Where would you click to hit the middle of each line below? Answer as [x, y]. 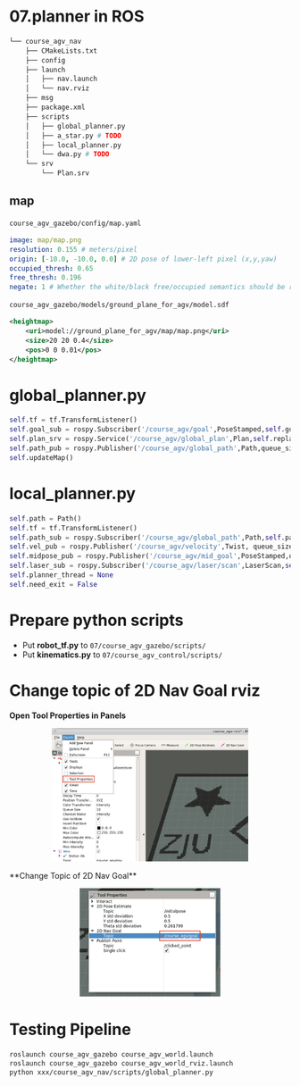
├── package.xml [56, 108]
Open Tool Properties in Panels [68, 715]
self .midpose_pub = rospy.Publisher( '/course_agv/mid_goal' [124, 556]
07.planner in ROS [77, 17]
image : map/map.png [46, 240]
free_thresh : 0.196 [46, 278]
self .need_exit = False [54, 584]
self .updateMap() [42, 457]
